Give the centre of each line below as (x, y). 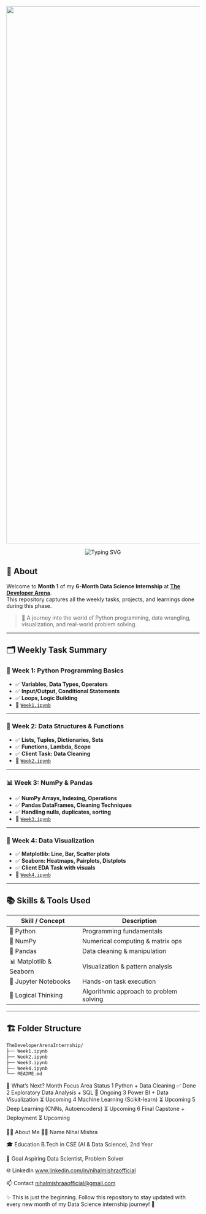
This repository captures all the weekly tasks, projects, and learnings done (101, 599)
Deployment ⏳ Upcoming (38, 1118)
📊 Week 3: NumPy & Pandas (50, 782)
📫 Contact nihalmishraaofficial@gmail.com (61, 1183)
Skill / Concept (43, 921)
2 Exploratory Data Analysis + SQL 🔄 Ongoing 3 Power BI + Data (87, 1092)
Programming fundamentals (122, 932)
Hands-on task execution (119, 981)
